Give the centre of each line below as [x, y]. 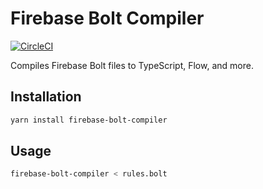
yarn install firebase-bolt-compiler [89, 120]
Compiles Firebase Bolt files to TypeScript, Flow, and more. [132, 65]
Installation [46, 97]
